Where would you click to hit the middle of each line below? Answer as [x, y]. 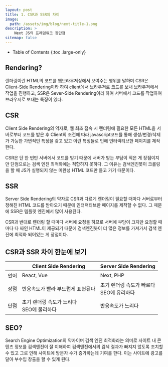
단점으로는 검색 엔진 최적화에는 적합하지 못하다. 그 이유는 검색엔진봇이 [78, 164]
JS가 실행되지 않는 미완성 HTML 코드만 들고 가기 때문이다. [78, 170]
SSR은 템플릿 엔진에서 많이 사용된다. [46, 212]
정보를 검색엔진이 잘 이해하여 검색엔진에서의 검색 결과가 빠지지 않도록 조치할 [89, 346]
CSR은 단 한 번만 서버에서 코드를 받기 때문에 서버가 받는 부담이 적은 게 [74, 157]
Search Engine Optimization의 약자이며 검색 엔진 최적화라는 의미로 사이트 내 [81, 340]
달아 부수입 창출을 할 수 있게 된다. [38, 359]
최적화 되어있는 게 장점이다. [41, 235]
